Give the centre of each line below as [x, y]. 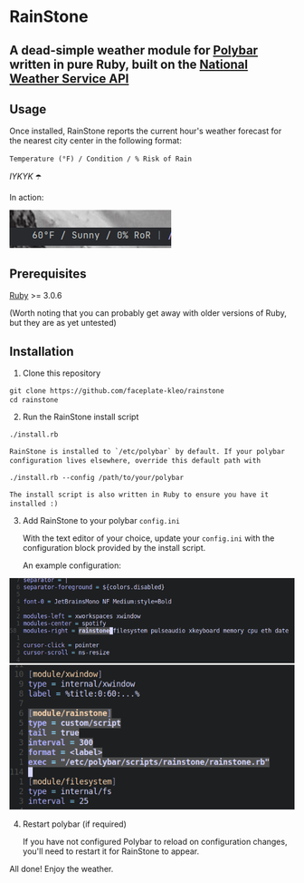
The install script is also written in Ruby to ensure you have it [139, 495]
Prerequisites [48, 274]
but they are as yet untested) [63, 323]
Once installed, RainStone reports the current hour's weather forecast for [146, 131]
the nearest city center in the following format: [96, 141]
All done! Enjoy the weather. [62, 869]
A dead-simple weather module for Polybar [134, 50]
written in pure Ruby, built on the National [129, 64]
